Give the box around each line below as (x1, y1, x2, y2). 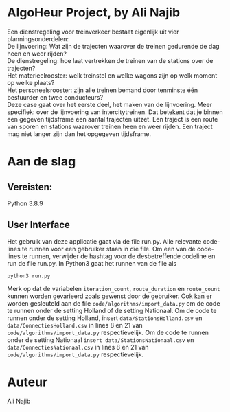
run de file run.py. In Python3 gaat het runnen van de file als (7, 259, 177, 267)
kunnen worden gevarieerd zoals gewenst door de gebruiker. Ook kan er (7, 292, 213, 300)
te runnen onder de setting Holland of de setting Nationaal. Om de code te (7, 306, 217, 314)
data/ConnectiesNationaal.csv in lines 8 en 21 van (7, 343, 149, 351)
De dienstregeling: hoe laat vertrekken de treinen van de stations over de (7, 56, 214, 65)
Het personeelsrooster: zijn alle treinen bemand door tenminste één (7, 86, 198, 94)
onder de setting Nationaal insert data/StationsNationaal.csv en (7, 335, 194, 344)
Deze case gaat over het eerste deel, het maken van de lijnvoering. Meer (7, 100, 213, 108)
